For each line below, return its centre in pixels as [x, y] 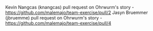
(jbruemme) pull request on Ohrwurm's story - [54, 18]
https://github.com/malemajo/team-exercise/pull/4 [58, 23]
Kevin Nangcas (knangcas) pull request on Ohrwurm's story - [70, 7]
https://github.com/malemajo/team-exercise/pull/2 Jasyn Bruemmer [77, 12]
